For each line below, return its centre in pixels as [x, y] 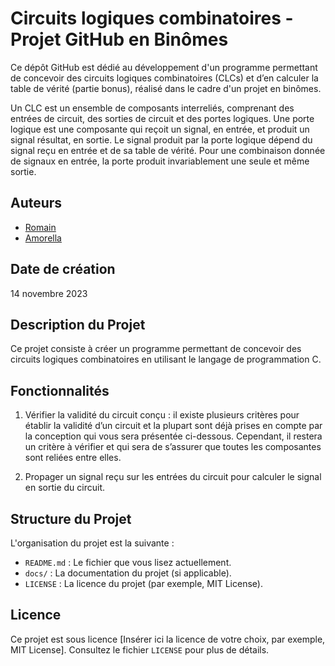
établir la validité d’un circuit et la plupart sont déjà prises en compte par [173, 426]
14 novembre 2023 [49, 293]
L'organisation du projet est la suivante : [92, 543]
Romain [40, 227]
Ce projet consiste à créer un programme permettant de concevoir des [156, 349]
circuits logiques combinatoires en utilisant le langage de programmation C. [166, 359]
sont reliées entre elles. [73, 458]
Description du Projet [78, 324]
